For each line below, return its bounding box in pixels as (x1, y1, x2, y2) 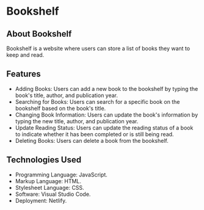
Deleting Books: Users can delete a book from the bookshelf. (15, 137, 169, 144)
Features (6, 69, 41, 79)
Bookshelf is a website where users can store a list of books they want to (6, 45, 191, 52)
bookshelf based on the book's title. (15, 104, 106, 112)
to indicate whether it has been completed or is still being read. (15, 130, 174, 138)
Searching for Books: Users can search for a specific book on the (15, 98, 180, 105)
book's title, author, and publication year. (15, 92, 118, 99)
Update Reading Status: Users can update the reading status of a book (15, 124, 194, 131)
